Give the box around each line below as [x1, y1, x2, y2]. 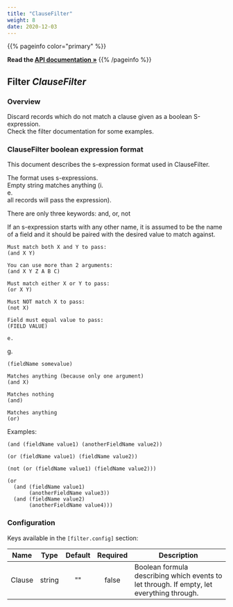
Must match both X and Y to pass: [7, 244, 107, 251]
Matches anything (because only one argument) [7, 373, 144, 380]
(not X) [7, 305, 30, 311]
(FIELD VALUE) [7, 323, 49, 330]
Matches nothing [7, 391, 54, 398]
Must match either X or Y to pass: [7, 280, 110, 287]
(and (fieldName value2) [13, 496, 85, 503]
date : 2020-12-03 [7, 23, 58, 30]
